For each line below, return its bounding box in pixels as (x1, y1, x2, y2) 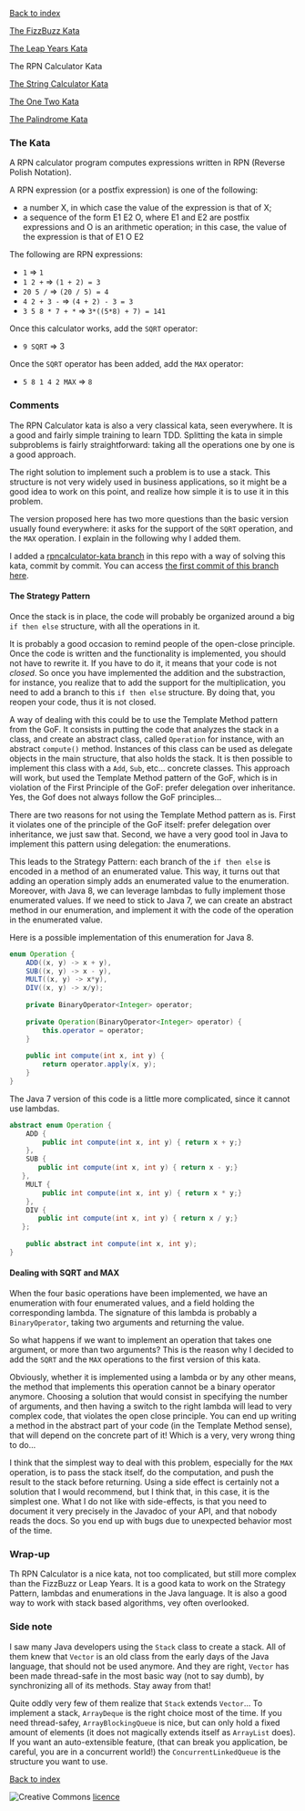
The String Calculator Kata (9, 78, 109, 89)
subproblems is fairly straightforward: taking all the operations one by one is (9, 439, 296, 450)
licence (92, 1791, 120, 1802)
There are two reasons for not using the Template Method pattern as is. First (9, 809, 296, 820)
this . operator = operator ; (42, 1025, 145, 1035)
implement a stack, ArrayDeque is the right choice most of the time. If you (9, 1707, 282, 1718)
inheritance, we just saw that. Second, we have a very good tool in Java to (9, 828, 289, 839)
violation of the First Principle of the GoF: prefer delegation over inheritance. (9, 782, 296, 793)
